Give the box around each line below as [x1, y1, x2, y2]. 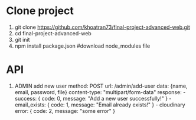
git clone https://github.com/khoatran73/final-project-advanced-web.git [14, 24, 191, 31]
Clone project [6, 4, 74, 18]
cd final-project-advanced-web [14, 29, 92, 36]
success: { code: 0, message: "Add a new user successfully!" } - [14, 95, 172, 102]
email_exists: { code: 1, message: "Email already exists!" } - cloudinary [14, 101, 185, 108]
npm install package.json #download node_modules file [14, 42, 151, 49]
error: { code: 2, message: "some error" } [14, 107, 115, 114]
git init [14, 36, 30, 43]
